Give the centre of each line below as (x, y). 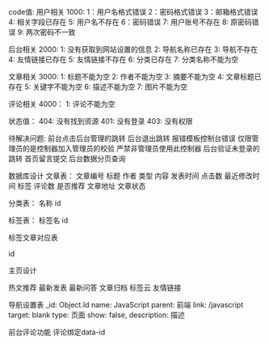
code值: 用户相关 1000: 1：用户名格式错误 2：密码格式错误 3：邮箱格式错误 (133, 12)
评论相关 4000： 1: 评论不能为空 (62, 104)
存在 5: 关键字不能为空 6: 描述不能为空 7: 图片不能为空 (98, 87)
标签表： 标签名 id (38, 220)
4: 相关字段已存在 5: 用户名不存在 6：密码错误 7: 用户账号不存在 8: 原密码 (130, 22)
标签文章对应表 (33, 238)
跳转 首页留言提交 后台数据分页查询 (67, 159)
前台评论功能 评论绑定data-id (57, 332)
